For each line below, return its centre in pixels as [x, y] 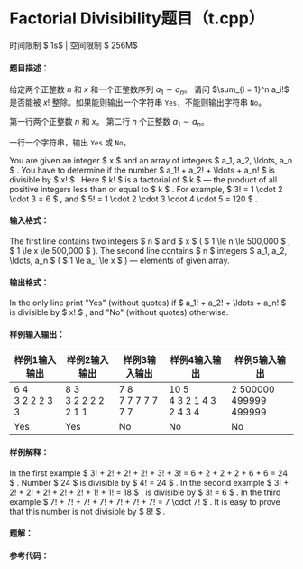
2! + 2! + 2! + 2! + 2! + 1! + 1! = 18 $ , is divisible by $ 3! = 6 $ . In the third [145, 492]
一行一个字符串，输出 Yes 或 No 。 [70, 142]
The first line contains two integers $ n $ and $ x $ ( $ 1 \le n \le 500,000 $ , [150, 241]
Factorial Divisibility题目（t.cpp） [137, 19]
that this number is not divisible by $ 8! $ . [87, 511]
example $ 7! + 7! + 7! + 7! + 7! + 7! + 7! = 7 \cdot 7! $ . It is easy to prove [145, 501]
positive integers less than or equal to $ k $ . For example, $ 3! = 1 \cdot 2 [146, 189]
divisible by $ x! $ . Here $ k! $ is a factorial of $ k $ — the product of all [143, 179]
